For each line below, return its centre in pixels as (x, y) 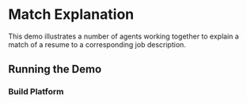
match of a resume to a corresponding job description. (97, 44)
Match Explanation (71, 15)
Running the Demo (55, 70)
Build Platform (36, 92)
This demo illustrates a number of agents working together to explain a (123, 36)
